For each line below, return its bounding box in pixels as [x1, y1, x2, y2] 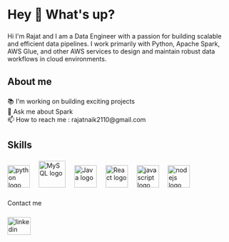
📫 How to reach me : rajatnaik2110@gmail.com [7, 116, 146, 124]
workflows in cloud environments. [7, 55, 107, 64]
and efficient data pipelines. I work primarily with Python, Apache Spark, [7, 39, 220, 49]
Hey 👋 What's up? [7, 6, 116, 23]
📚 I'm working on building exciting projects [7, 97, 136, 106]
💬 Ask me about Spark [7, 107, 73, 116]
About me [7, 75, 52, 88]
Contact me [7, 198, 42, 207]
